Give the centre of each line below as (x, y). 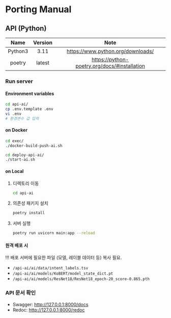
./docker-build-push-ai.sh (34, 146)
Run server (19, 81)
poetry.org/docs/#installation (110, 66)
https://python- (110, 60)
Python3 (18, 51)
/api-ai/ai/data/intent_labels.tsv (50, 268)
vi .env (13, 113)
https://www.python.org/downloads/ (110, 51)
